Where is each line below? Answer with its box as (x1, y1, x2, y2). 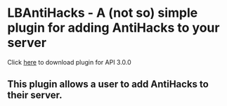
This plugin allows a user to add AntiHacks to (7, 79, 209, 91)
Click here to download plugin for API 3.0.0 (7, 58, 131, 66)
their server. (7, 89, 63, 101)
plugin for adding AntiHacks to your (7, 20, 220, 36)
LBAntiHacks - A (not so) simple (7, 5, 198, 21)
